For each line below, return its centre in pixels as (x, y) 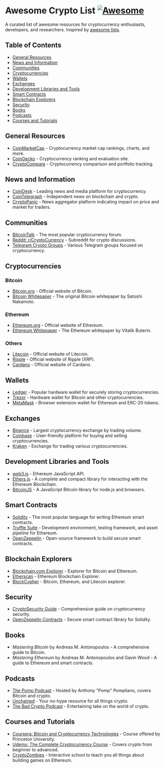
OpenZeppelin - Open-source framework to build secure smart (77, 538)
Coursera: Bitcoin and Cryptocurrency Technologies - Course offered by (86, 734)
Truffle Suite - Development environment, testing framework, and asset (85, 527)
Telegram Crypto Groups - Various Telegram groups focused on (78, 245)
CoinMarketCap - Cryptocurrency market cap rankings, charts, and (81, 148)
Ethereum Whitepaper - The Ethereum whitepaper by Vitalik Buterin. (82, 330)
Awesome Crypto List (50, 11)
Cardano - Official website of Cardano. (52, 365)
